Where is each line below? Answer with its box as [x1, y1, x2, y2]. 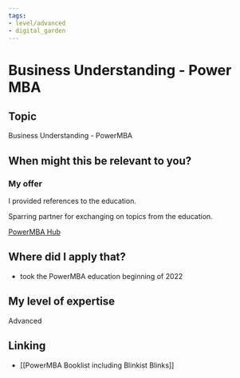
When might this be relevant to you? [8, 153, 192, 168]
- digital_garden [8, 26, 66, 34]
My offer [8, 177, 42, 189]
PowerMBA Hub [8, 227, 61, 237]
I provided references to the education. [8, 197, 137, 206]
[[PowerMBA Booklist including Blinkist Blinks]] [19, 360, 175, 370]
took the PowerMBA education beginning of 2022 [19, 271, 183, 281]
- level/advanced [8, 19, 66, 27]
